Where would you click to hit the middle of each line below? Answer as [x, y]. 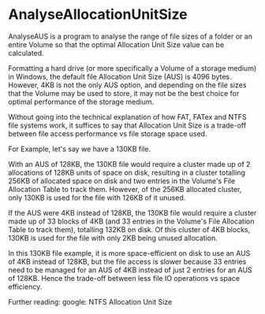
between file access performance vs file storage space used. [108, 133]
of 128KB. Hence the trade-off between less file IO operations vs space [124, 278]
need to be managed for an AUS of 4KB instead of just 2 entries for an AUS [130, 270]
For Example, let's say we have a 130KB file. [80, 149]
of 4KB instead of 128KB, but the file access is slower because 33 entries [127, 261]
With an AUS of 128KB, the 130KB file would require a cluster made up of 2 [129, 164]
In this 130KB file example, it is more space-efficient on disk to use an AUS [129, 253]
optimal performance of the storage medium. [81, 102]
